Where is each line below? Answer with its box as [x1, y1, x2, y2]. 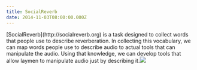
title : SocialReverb [6, 8, 58, 15]
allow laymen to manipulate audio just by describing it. [6, 57, 140, 64]
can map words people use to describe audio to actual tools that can [6, 43, 175, 51]
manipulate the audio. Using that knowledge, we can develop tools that [6, 50, 181, 57]
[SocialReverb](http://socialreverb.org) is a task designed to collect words [6, 31, 189, 38]
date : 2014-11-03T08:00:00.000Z [6, 14, 87, 20]
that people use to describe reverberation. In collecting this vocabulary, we [6, 37, 192, 44]
